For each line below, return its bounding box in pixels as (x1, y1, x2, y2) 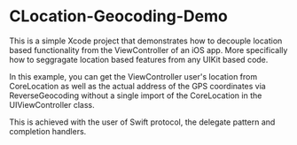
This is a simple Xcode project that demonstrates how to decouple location (9, 35, 283, 46)
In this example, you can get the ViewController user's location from (9, 71, 258, 81)
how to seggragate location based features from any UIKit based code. (9, 54, 269, 65)
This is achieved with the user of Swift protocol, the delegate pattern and (9, 117, 276, 127)
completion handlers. (9, 126, 87, 136)
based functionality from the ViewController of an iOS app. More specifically (9, 44, 288, 55)
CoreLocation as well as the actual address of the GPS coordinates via (9, 80, 266, 91)
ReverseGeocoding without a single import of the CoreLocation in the (9, 90, 262, 101)
